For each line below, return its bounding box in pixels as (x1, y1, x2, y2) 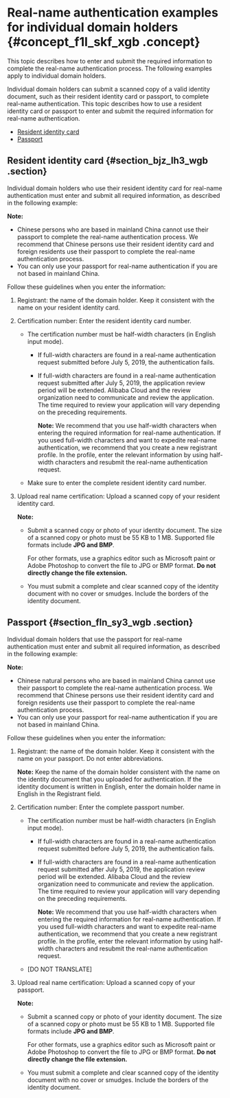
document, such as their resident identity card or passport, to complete (7, 92, 209, 101)
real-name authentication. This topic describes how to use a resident (7, 99, 203, 108)
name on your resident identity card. (16, 303, 120, 312)
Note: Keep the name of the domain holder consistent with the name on (16, 767, 220, 776)
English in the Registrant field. (16, 789, 102, 797)
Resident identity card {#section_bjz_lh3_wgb (7, 155, 208, 167)
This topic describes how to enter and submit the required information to (7, 57, 213, 65)
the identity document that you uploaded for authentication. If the (16, 775, 203, 783)
